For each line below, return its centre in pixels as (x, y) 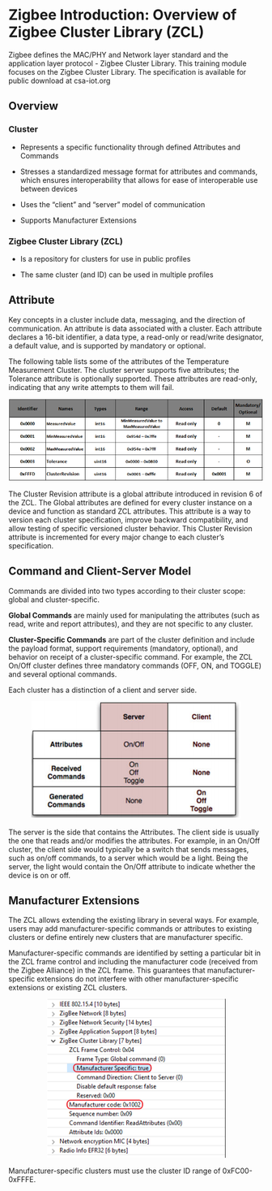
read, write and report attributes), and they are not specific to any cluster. (131, 624)
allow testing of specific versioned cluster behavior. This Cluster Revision (130, 528)
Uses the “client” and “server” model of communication (113, 204)
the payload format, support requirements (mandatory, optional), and (123, 648)
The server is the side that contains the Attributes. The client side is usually (134, 832)
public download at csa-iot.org (59, 80)
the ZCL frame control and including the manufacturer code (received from (133, 962)
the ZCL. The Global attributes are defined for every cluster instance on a (130, 502)
